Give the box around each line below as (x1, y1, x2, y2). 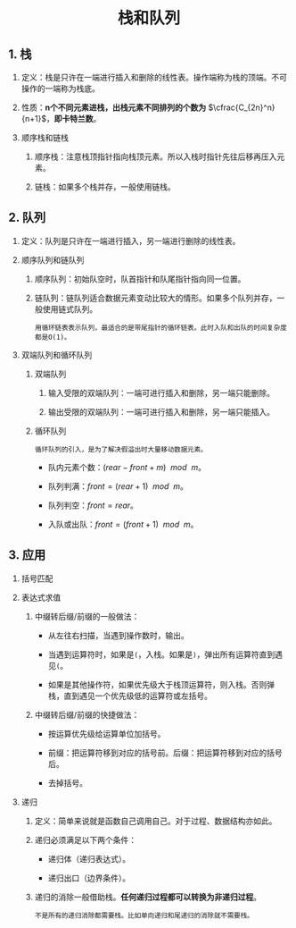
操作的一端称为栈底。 (21, 83, 100, 94)
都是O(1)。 (34, 333, 71, 342)
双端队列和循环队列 (21, 350, 93, 360)
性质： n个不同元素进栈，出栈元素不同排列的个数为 (21, 102, 207, 113)
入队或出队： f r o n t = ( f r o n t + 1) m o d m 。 (47, 519, 199, 529)
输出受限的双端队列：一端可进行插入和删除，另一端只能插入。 (47, 406, 275, 417)
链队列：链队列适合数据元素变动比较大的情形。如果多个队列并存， (34, 292, 277, 303)
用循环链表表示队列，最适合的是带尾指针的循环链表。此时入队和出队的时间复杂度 (34, 323, 287, 332)
